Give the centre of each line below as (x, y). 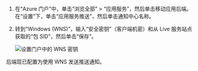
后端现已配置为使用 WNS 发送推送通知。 (56, 62)
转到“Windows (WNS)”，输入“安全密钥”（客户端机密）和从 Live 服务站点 (103, 29)
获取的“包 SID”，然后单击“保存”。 (56, 36)
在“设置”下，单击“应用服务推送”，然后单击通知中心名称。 (84, 16)
